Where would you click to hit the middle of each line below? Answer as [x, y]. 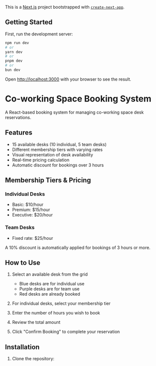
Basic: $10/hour [28, 205]
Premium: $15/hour [31, 210]
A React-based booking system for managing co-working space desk [74, 112]
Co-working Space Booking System [78, 99]
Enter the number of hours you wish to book [56, 313]
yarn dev [14, 52]
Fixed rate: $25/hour [32, 238]
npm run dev [17, 43]
